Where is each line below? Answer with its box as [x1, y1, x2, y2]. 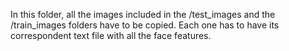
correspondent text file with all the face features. [10, 30, 212, 41]
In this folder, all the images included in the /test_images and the [10, 9, 276, 20]
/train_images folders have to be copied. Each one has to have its [10, 19, 280, 31]
